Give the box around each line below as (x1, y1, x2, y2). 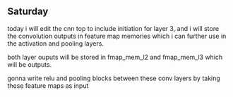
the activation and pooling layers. (7, 39, 104, 48)
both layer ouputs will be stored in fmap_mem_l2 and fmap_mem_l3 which (7, 53, 223, 61)
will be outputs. (7, 60, 52, 69)
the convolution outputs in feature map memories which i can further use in (7, 32, 227, 40)
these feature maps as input (7, 81, 89, 90)
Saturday (7, 6, 49, 18)
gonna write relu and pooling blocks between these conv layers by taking (7, 74, 220, 82)
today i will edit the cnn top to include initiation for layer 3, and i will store (7, 24, 220, 32)
